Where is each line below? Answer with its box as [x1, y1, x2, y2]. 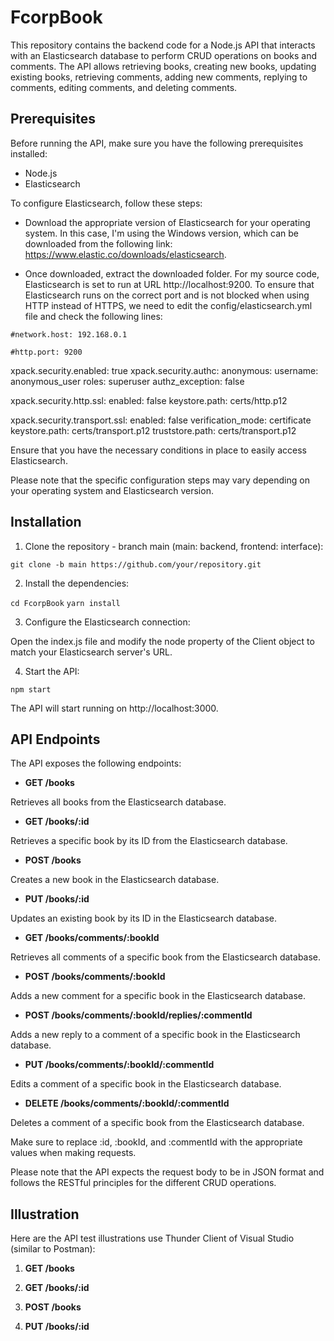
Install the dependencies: [24, 577, 130, 589]
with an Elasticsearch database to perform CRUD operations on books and [10, 49, 317, 61]
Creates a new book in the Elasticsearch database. [10, 874, 220, 886]
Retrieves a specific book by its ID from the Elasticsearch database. [10, 835, 288, 847]
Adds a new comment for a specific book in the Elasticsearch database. [10, 990, 307, 1002]
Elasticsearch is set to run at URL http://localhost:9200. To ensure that [24, 278, 315, 290]
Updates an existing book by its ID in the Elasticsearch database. [10, 912, 277, 925]
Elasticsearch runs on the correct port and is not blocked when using [24, 289, 310, 301]
